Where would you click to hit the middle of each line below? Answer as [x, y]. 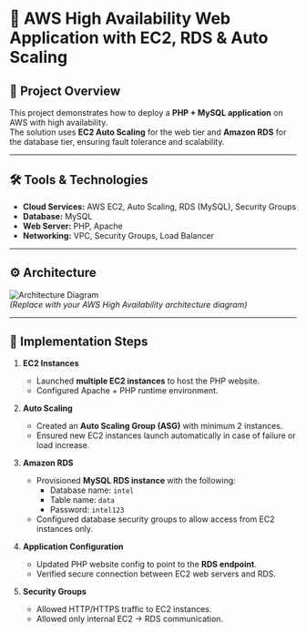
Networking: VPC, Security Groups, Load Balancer [118, 235]
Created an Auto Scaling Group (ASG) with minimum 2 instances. [159, 426]
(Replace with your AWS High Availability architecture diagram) [128, 304]
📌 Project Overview [65, 91]
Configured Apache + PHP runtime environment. [127, 391]
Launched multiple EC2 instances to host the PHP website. [148, 381]
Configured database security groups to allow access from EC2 [155, 519]
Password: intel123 [87, 510]
